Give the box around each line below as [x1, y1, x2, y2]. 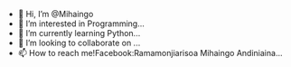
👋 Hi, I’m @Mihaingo [17, 9, 94, 19]
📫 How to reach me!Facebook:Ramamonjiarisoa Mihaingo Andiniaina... [17, 48, 283, 58]
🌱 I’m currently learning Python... [17, 28, 141, 38]
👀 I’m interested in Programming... [17, 18, 145, 29]
